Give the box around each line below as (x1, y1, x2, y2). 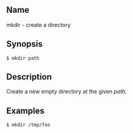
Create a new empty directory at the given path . (6, 88, 127, 95)
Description (6, 72, 52, 82)
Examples (6, 105, 45, 116)
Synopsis (6, 39, 43, 50)
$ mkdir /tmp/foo (6, 122, 51, 128)
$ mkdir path (6, 55, 40, 61)
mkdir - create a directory (6, 21, 71, 28)
